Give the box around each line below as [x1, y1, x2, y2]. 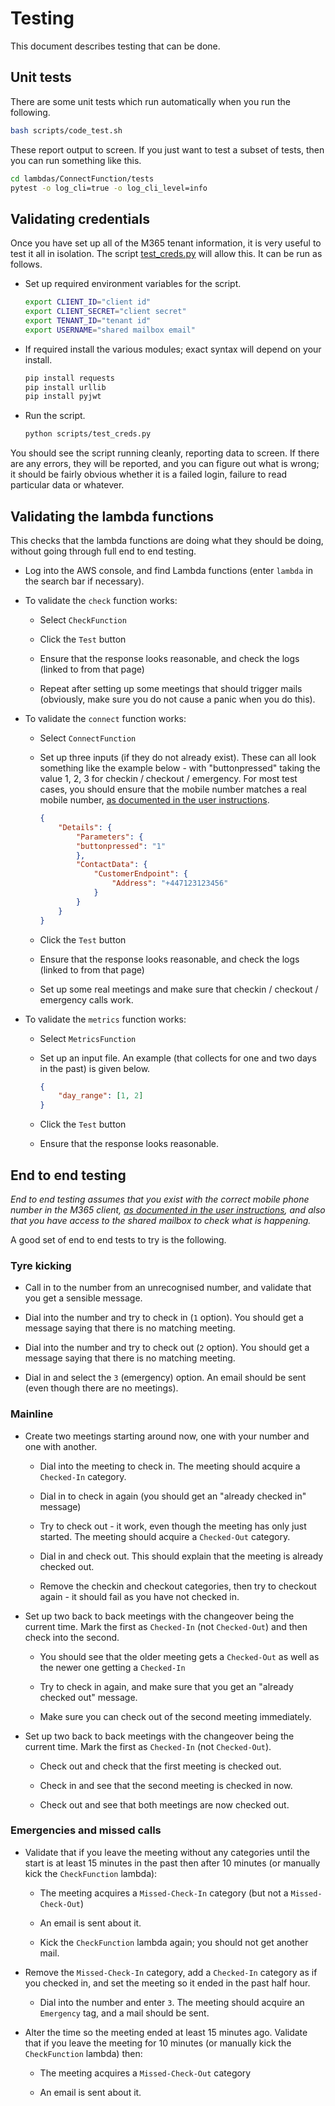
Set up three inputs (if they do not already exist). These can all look [39, 752, 317, 763]
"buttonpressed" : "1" [75, 841, 167, 851]
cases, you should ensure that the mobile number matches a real [39, 783, 307, 795]
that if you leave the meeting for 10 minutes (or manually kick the [24, 2037, 292, 2049]
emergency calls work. [39, 993, 134, 1006]
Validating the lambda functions [10, 508, 215, 525]
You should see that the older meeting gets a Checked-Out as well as [39, 1650, 320, 1662]
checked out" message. [39, 1691, 138, 1703]
